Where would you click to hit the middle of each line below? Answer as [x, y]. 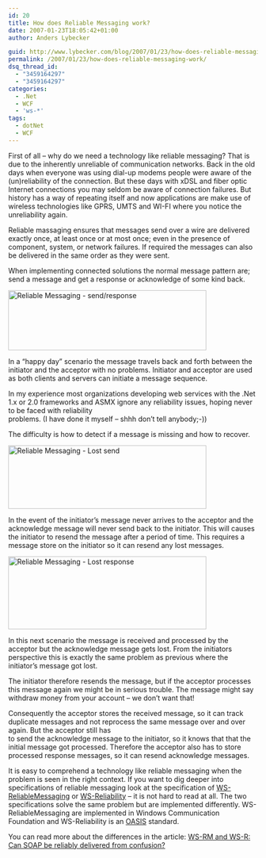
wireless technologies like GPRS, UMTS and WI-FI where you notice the [125, 206]
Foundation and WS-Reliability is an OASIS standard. [94, 821]
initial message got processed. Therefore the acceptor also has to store [125, 747]
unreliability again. [38, 214]
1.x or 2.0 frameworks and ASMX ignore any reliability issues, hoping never [131, 402]
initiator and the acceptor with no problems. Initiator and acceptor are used [131, 370]
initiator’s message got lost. [53, 665]
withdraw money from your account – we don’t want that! [102, 698]
